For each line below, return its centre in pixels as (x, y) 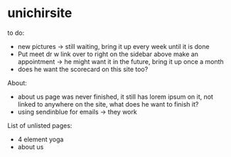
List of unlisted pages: (40, 125)
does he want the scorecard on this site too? (83, 69)
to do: (16, 33)
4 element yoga (41, 139)
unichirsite (40, 13)
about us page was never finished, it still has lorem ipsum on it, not (115, 97)
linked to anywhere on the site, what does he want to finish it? (108, 104)
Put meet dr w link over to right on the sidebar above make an (108, 54)
